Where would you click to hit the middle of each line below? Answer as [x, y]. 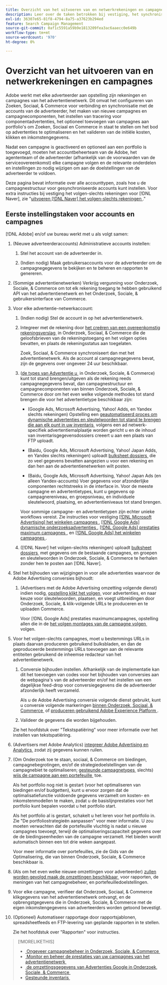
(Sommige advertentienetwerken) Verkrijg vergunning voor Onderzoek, [85, 283]
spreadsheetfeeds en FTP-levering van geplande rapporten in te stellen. [86, 922]
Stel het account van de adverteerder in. [61, 253]
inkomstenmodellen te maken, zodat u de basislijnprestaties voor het [83, 801]
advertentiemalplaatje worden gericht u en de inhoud [101, 430]
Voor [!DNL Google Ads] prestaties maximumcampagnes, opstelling [89, 618]
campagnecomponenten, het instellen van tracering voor [64, 116]
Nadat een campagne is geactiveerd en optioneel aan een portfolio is [76, 147]
